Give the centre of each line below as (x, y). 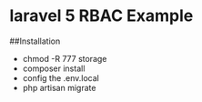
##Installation (35, 41)
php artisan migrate (59, 87)
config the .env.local (61, 77)
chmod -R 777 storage (65, 58)
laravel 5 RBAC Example (101, 16)
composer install (54, 68)
